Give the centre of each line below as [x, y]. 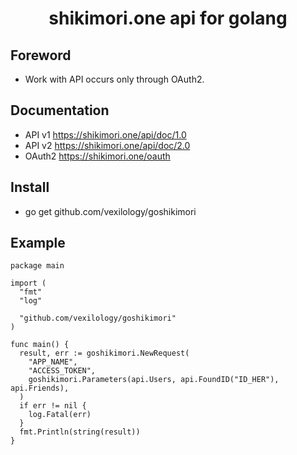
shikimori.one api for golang [168, 18]
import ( [28, 283]
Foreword [41, 55]
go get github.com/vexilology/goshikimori [110, 211]
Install [30, 187]
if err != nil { [53, 406]
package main [37, 266]
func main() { [40, 345]
